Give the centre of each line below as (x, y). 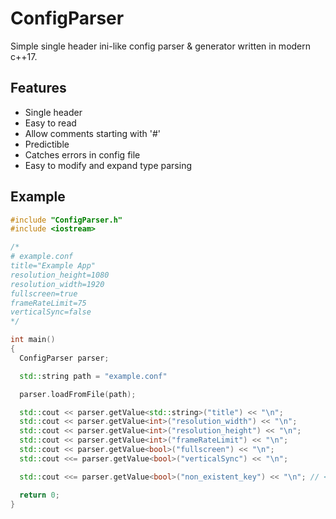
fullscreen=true (44, 293)
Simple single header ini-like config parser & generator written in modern (161, 46)
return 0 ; (39, 495)
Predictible (47, 144)
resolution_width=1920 (57, 284)
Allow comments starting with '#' (92, 133)
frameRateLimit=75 (48, 303)
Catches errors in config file (82, 154)
